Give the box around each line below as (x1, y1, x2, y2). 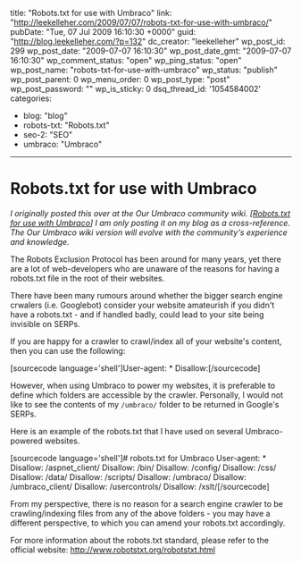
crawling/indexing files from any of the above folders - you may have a (10, 508, 271, 518)
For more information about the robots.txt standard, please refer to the (10, 535, 269, 545)
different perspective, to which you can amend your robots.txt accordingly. (10, 518, 286, 528)
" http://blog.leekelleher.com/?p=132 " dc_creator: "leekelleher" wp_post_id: (10, 36, 286, 46)
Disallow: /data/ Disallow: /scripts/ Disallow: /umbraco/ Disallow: (10, 471, 247, 482)
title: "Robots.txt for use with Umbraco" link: (10, 8, 172, 18)
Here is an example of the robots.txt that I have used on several (10, 425, 244, 436)
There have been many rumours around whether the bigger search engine (10, 290, 284, 300)
